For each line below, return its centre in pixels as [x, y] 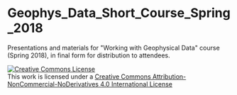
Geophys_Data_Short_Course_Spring [119, 13]
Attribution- [169, 77]
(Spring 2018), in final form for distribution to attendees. [89, 55]
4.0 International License [136, 84]
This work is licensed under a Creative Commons [79, 77]
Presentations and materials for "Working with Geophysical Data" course [114, 47]
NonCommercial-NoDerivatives [53, 84]
